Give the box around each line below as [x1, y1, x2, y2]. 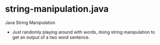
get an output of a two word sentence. [12, 34, 90, 40]
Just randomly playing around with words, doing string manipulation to [12, 29, 156, 35]
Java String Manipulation [5, 20, 55, 25]
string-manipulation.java [5, 3, 109, 15]
